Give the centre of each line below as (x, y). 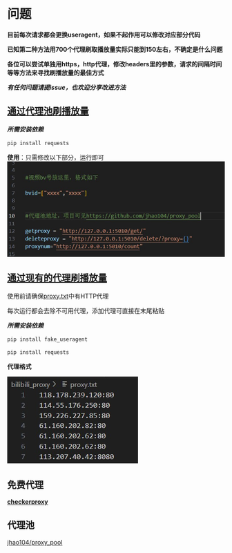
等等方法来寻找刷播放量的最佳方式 (56, 73)
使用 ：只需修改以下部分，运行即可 (56, 157)
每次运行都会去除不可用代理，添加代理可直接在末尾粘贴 (86, 310)
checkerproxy (28, 502)
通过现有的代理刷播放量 (57, 278)
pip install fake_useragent (48, 339)
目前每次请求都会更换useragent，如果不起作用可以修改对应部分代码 (104, 35)
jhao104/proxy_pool (35, 542)
